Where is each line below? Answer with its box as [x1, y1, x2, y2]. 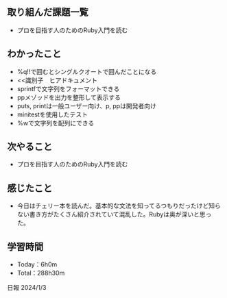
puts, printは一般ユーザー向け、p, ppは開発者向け [16, 101, 156, 110]
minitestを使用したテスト [16, 110, 88, 119]
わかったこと [7, 48, 62, 60]
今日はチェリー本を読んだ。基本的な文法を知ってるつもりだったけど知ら [16, 201, 222, 210]
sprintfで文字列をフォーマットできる [16, 84, 120, 92]
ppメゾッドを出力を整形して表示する [16, 93, 121, 101]
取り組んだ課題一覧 [7, 6, 88, 18]
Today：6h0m [16, 260, 58, 269]
